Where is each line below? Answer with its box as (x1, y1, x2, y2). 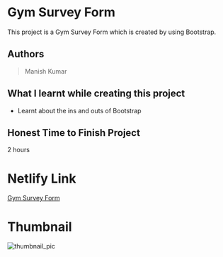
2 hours (7, 146, 30, 154)
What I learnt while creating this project (7, 88, 185, 100)
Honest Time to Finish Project (7, 127, 140, 139)
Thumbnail (7, 219, 72, 234)
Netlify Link (7, 171, 76, 186)
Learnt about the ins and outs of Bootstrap (17, 106, 142, 115)
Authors (7, 48, 45, 60)
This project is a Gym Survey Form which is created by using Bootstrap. (7, 28, 217, 36)
